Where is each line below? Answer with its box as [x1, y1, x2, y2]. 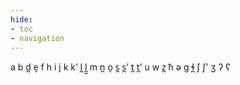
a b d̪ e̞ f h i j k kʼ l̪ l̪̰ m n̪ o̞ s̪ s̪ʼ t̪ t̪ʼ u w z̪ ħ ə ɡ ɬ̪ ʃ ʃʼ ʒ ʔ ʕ [10, 61, 231, 73]
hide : [10, 14, 33, 25]
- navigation [10, 33, 65, 43]
